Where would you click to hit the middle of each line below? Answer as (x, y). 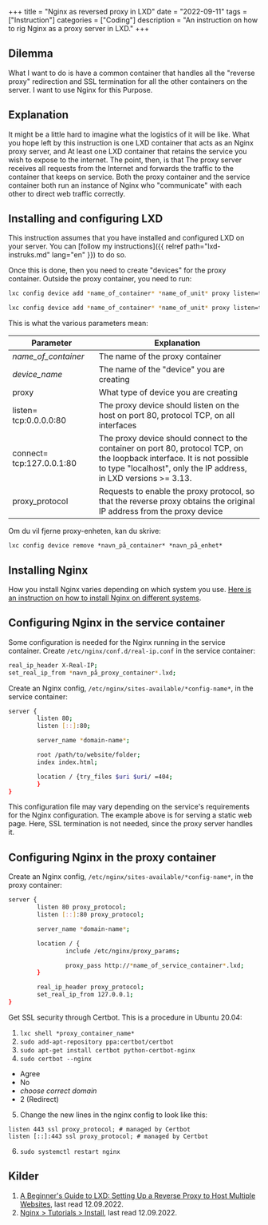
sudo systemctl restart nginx (70, 1151)
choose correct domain (58, 1091)
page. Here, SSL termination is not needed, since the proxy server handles (131, 824)
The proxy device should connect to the (173, 439)
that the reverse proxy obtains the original (177, 501)
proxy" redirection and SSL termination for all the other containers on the (128, 81)
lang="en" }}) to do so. (89, 255)
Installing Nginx (48, 570)
